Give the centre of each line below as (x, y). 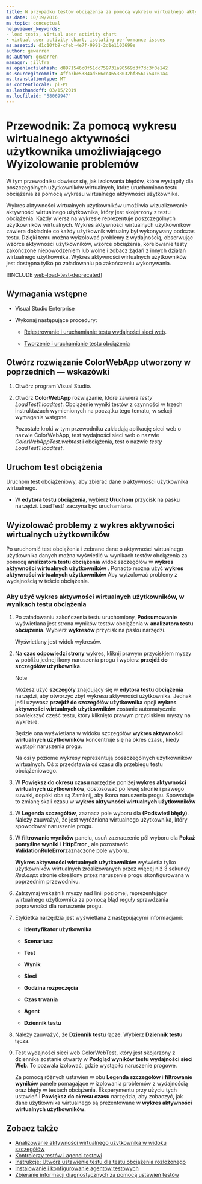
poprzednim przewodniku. (47, 882)
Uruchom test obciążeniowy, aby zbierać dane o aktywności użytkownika (97, 482)
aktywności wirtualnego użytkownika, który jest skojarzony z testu (88, 212)
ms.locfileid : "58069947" (38, 96)
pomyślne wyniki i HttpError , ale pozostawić (72, 844)
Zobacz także (32, 1128)
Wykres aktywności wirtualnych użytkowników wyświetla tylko (95, 863)
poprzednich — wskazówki (58, 372)
